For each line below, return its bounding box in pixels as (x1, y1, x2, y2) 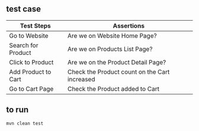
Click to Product (9, 58, 54, 66)
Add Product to (9, 67, 52, 76)
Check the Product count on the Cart (67, 67, 170, 76)
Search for (9, 41, 38, 49)
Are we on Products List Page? (67, 45, 153, 53)
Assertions (113, 21, 145, 30)
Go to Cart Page (9, 84, 54, 93)
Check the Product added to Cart (67, 84, 160, 93)
